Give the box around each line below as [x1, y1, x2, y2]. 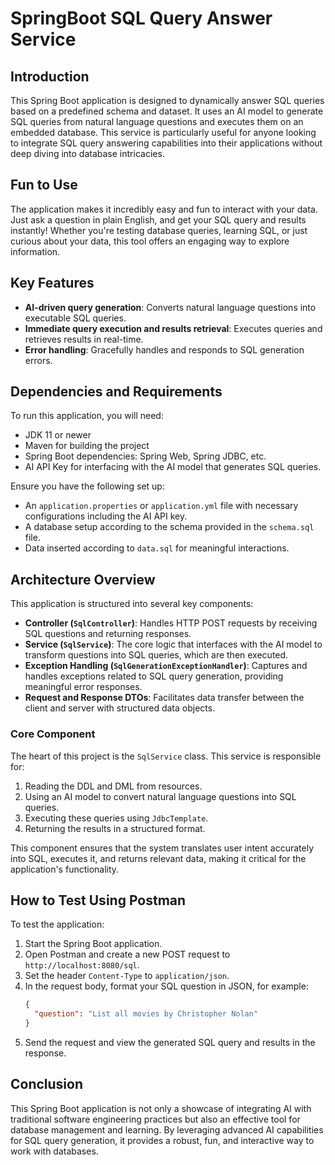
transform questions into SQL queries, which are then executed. [24, 649, 289, 661]
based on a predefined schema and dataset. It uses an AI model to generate [10, 105, 324, 117]
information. [10, 245, 61, 257]
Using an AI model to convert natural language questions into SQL [24, 790, 297, 802]
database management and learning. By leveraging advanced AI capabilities [10, 1123, 324, 1136]
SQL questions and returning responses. [24, 628, 192, 640]
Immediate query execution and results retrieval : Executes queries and [24, 322, 323, 334]
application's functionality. [10, 863, 120, 875]
